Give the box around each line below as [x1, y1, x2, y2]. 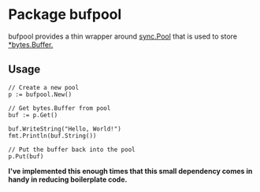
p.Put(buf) [8, 152, 44, 161]
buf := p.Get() [8, 111, 58, 119]
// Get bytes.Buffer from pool [8, 104, 111, 112]
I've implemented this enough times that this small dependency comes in [8, 166, 253, 175]
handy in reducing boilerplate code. [8, 175, 128, 184]
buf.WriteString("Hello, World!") [8, 124, 122, 133]
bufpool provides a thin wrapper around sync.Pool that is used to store [8, 31, 238, 41]
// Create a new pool [8, 83, 80, 91]
